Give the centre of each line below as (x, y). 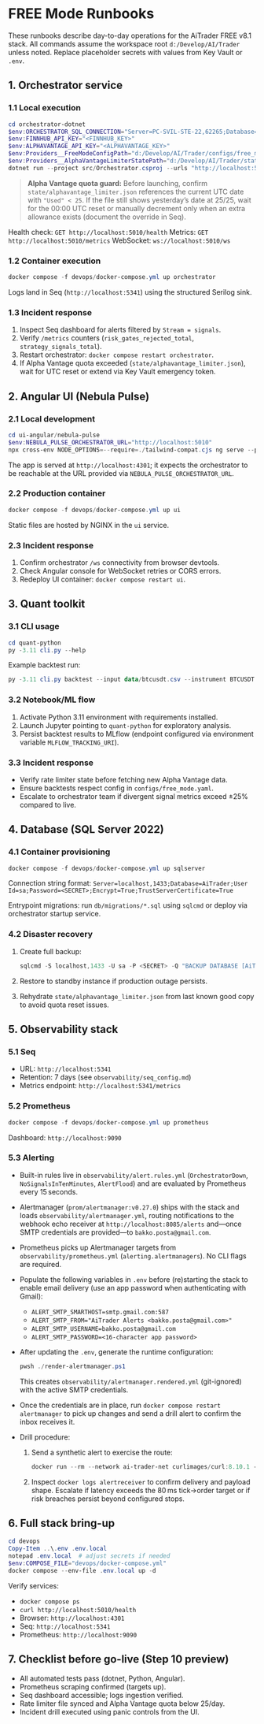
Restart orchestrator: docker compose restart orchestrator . (117, 355)
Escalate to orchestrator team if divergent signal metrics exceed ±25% (134, 796)
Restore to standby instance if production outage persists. (114, 981)
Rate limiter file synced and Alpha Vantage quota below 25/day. (122, 1704)
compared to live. (48, 804)
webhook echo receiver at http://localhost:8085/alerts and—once (130, 1224)
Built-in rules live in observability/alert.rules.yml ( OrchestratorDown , (134, 1175)
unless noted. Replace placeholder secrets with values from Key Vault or (125, 52)
